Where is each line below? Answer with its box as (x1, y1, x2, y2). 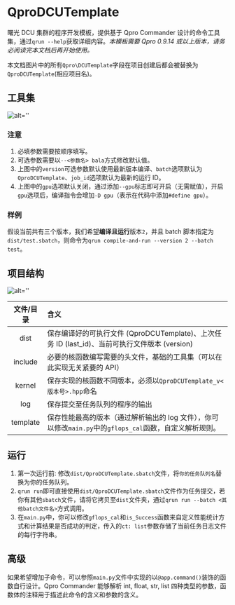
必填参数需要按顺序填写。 (17, 147, 92, 156)
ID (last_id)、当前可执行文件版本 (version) (55, 339, 194, 349)
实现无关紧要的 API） (54, 362, 124, 372)
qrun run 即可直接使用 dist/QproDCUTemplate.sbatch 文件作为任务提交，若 (17, 487, 226, 495)
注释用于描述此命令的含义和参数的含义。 (25, 590, 142, 599)
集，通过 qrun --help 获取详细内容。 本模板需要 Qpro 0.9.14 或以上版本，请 (7, 36, 219, 46)
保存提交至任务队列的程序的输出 (47, 400, 152, 409)
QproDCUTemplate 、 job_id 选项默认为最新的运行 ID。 (17, 173, 165, 182)
